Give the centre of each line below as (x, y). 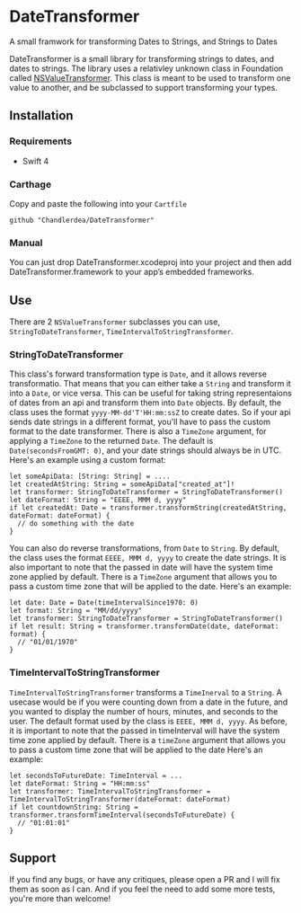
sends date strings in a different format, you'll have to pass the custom (140, 422)
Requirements (41, 141)
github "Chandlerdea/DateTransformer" (82, 220)
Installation (41, 115)
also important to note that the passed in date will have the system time (142, 567)
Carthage (31, 184)
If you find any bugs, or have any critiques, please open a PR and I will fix (145, 880)
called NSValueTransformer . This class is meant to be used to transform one (150, 77)
